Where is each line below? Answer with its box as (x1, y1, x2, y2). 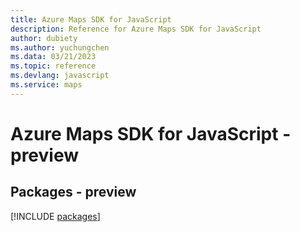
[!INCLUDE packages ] (10, 210, 101, 222)
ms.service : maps (10, 80, 83, 90)
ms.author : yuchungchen (10, 42, 110, 53)
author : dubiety (10, 33, 78, 43)
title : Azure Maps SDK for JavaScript (10, 14, 172, 25)
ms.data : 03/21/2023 (10, 52, 97, 62)
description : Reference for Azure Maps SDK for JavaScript (10, 24, 262, 34)
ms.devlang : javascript (10, 71, 110, 81)
